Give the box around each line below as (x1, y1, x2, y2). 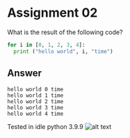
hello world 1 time (7, 92, 64, 99)
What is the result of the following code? (7, 28, 123, 36)
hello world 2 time (7, 98, 64, 105)
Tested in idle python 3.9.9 (7, 122, 83, 130)
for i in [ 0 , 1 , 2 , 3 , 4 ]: (7, 41, 86, 48)
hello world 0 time (7, 86, 64, 93)
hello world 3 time (7, 104, 64, 111)
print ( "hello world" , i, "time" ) (13, 47, 113, 55)
